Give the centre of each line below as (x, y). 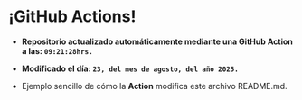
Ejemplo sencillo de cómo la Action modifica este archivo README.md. (154, 86)
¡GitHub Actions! (72, 17)
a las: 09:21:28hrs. (57, 50)
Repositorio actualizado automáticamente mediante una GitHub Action (157, 41)
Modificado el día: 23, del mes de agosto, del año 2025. (130, 68)
